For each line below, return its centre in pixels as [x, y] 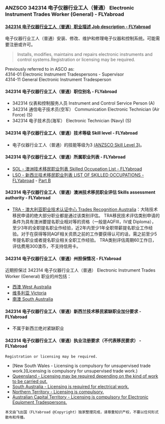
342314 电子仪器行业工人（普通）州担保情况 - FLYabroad [63, 258]
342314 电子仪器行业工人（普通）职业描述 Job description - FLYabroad [78, 27]
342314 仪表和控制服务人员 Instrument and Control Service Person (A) [83, 103]
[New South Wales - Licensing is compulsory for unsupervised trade [81, 366]
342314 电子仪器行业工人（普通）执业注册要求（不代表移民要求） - [73, 340]
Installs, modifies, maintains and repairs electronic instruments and [85, 55]
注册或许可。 [22, 45]
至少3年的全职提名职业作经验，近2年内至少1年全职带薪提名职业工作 [80, 227]
